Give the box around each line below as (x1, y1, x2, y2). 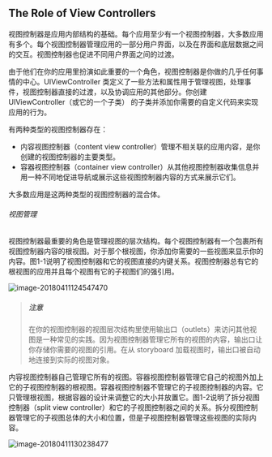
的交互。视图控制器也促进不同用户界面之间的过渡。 (8, 49, 179, 59)
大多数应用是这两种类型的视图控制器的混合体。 (8, 189, 164, 199)
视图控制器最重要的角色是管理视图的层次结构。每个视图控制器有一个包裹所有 (8, 236, 264, 246)
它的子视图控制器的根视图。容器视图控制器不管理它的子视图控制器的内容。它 (8, 382, 264, 392)
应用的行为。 (8, 107, 51, 117)
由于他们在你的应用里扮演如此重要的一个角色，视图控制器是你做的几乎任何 (8, 67, 257, 76)
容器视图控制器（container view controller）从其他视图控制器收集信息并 (19, 162, 260, 171)
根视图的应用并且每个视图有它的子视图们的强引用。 (8, 267, 179, 277)
